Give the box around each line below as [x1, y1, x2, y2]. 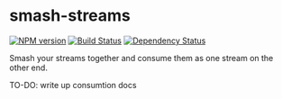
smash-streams [9, 5, 131, 26]
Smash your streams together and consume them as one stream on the [9, 52, 274, 63]
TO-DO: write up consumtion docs [9, 79, 137, 90]
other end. [9, 62, 48, 73]
